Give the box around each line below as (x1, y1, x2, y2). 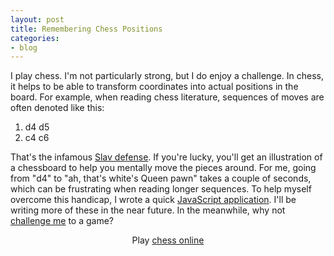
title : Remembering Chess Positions (10, 24, 163, 34)
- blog (10, 42, 38, 53)
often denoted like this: (10, 102, 105, 114)
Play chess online (131, 234, 205, 246)
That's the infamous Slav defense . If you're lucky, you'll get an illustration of (10, 151, 323, 163)
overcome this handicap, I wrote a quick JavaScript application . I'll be (10, 194, 297, 206)
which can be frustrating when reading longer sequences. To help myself (10, 183, 312, 195)
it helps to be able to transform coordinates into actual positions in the (10, 81, 299, 93)
